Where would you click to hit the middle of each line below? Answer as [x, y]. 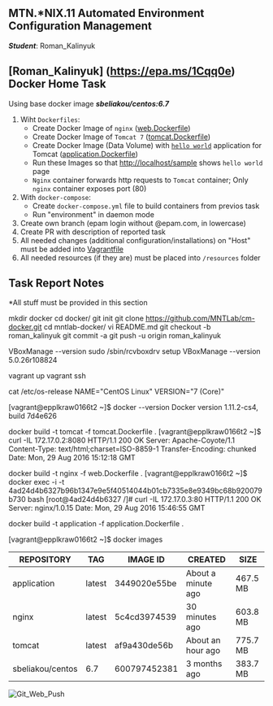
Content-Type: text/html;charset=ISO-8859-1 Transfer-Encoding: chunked [132, 449]
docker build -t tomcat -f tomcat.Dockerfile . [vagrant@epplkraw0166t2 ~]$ [135, 432]
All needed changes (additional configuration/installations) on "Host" [135, 240]
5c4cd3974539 [146, 617]
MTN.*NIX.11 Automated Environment [106, 13]
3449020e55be [146, 583]
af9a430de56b [144, 646]
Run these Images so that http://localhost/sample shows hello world [147, 163]
